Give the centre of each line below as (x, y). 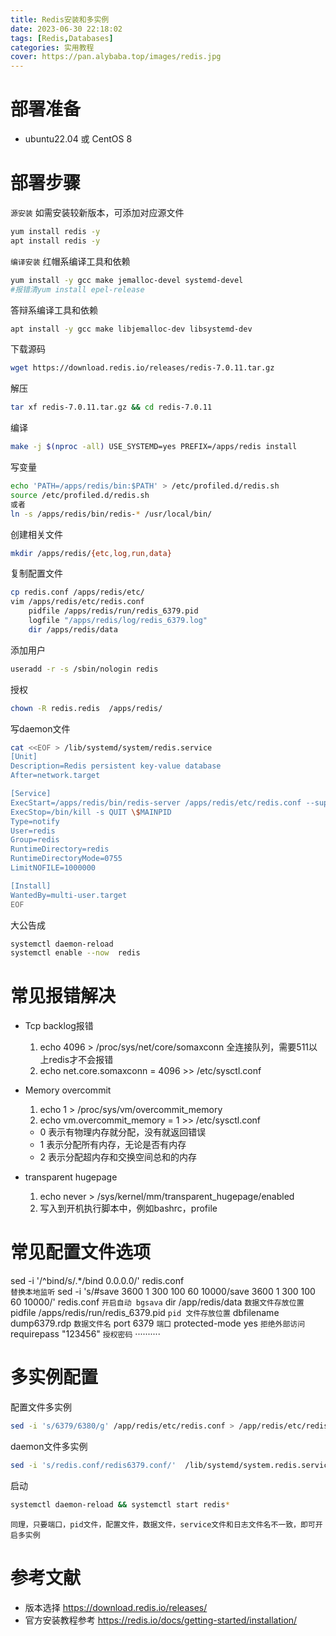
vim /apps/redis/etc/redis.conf (77, 602)
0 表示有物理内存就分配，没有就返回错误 (123, 1132)
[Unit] (24, 757)
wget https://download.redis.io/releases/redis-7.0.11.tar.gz (142, 368)
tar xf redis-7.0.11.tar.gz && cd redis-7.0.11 (111, 407)
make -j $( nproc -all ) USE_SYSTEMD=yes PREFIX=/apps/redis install (154, 447)
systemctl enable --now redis (75, 953)
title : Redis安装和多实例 (60, 19)
